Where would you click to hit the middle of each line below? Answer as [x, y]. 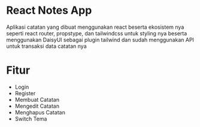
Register [25, 93]
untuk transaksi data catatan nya [46, 46]
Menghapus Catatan [40, 112]
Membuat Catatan [37, 99]
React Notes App [49, 10]
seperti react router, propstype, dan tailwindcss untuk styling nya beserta [97, 33]
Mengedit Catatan [37, 106]
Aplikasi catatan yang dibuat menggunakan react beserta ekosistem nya [95, 27]
